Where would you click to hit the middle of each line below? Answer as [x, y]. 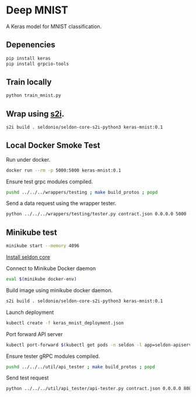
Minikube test [32, 232]
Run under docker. [28, 159]
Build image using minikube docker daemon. [59, 290]
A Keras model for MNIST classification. [54, 26]
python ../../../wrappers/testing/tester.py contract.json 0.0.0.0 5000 [96, 214]
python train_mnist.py [34, 95]
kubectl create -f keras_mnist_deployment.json [65, 323]
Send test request [27, 378]
